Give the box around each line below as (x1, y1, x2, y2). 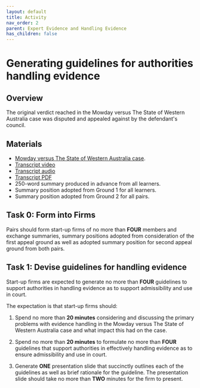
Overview (6, 93, 44, 103)
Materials (6, 138, 42, 149)
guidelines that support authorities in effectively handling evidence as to (14, 344, 193, 352)
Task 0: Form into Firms (6, 210, 96, 220)
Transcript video (14, 161, 56, 168)
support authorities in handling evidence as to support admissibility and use (6, 284, 193, 291)
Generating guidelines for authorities (6, 57, 193, 70)
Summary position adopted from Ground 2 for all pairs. (14, 192, 150, 200)
